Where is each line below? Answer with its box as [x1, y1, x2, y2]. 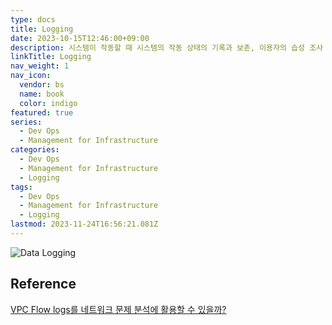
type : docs [10, 14, 56, 25]
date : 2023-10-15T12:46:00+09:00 [10, 33, 150, 43]
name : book [19, 89, 65, 99]
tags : [10, 182, 33, 192]
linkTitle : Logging [10, 52, 92, 62]
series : [10, 117, 43, 127]
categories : [10, 145, 60, 155]
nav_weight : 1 [10, 61, 70, 71]
